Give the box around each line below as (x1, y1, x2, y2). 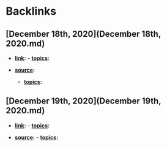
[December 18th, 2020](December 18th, (6, 29, 161, 39)
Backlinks (6, 4, 57, 18)
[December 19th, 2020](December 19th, (6, 96, 161, 107)
